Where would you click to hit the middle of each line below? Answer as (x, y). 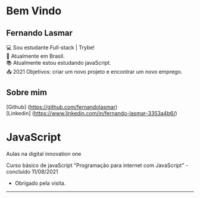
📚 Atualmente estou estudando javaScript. (59, 63)
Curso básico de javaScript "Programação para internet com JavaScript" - (97, 165)
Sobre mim (27, 92)
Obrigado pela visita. (40, 183)
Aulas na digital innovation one (44, 153)
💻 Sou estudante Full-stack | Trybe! (51, 48)
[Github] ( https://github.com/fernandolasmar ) (62, 107)
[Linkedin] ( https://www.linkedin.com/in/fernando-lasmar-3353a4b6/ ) (92, 113)
